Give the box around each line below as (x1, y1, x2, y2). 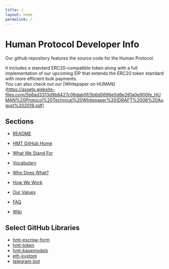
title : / (5, 7, 24, 13)
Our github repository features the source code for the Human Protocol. (5, 55, 154, 61)
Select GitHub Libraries (5, 223, 80, 232)
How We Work (12, 180, 43, 186)
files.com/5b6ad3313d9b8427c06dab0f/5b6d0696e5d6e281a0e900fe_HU (5, 92, 161, 98)
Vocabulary (12, 160, 37, 166)
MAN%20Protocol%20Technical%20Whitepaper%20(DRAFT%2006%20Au (5, 97, 164, 103)
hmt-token (12, 242, 34, 248)
